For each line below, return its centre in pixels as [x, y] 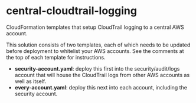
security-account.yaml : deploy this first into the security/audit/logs [97, 68]
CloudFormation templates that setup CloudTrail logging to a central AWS [95, 27]
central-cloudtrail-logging [72, 11]
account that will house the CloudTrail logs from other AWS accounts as [102, 75]
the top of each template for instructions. [56, 57]
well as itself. [30, 81]
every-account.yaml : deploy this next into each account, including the [101, 87]
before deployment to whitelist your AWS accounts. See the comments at [95, 51]
